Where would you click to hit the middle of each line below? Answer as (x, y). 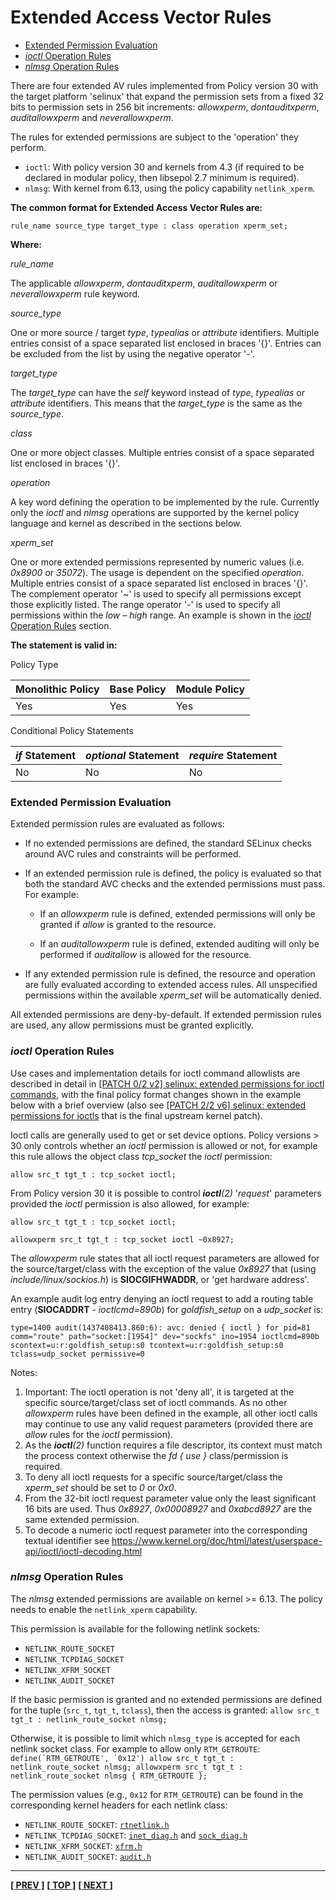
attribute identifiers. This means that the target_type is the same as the (156, 403)
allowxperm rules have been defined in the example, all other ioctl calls (171, 1413)
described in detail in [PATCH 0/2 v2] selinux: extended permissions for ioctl (167, 1083)
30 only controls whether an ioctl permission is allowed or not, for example (164, 1145)
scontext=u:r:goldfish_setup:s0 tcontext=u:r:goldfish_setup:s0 (147, 1345)
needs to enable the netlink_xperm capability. (104, 1609)
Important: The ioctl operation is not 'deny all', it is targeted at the (159, 1392)
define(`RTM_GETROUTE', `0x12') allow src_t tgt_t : (122, 1758)
